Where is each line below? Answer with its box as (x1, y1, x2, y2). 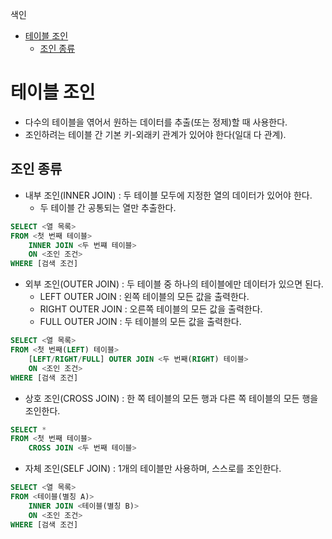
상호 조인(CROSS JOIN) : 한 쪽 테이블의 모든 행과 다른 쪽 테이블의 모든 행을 (24, 392, 319, 404)
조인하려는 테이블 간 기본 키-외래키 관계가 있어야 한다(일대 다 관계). (24, 128, 287, 140)
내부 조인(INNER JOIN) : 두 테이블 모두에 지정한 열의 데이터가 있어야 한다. (24, 189, 313, 201)
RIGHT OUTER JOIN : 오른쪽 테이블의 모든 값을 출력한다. (39, 303, 263, 315)
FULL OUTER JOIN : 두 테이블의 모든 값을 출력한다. (39, 316, 242, 328)
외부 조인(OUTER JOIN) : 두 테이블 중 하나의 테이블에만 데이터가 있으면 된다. (24, 278, 324, 290)
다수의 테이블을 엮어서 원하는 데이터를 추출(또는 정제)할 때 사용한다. (24, 116, 288, 128)
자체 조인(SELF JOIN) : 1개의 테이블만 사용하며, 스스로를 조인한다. (24, 463, 282, 475)
